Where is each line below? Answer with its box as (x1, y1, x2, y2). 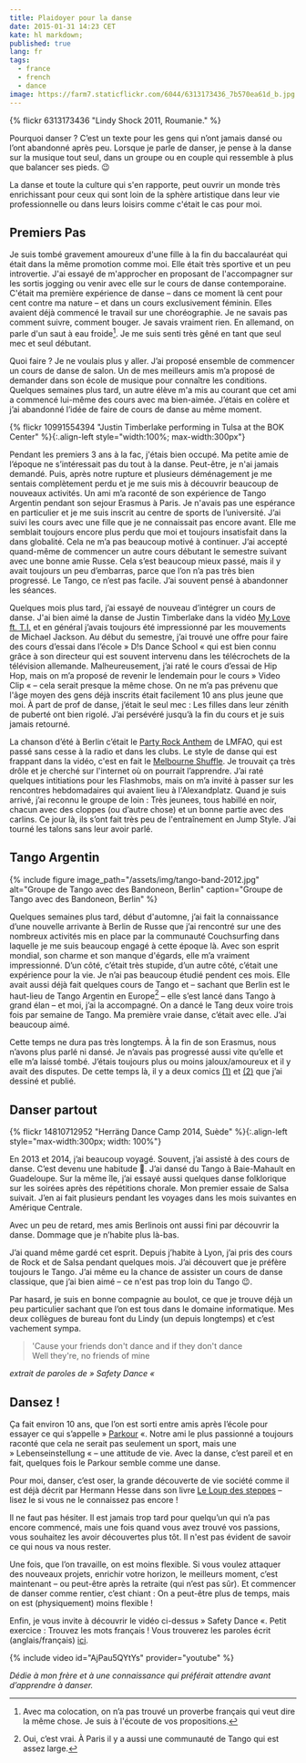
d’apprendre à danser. (9, 1680, 94, 1691)
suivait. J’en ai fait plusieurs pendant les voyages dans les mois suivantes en (9, 1192, 297, 1204)
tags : (9, 56, 30, 65)
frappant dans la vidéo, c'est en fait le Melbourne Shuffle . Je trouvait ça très (9, 755, 296, 766)
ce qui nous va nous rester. (9, 1541, 112, 1552)
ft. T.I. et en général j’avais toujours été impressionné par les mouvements (9, 621, 287, 632)
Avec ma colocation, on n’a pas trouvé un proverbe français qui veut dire (22, 1706, 296, 1717)
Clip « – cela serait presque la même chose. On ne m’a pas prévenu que (9, 679, 279, 690)
